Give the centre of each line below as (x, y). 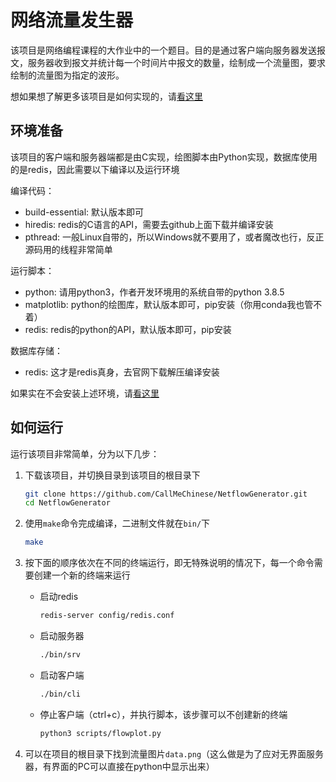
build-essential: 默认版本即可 (84, 212)
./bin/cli (60, 694)
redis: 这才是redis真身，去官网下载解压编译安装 (122, 372)
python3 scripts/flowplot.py (100, 733)
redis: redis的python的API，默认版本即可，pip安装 (128, 329)
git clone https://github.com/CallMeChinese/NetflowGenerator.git (166, 494)
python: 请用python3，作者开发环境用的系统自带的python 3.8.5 (154, 292)
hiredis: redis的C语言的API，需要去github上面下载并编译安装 (149, 224)
